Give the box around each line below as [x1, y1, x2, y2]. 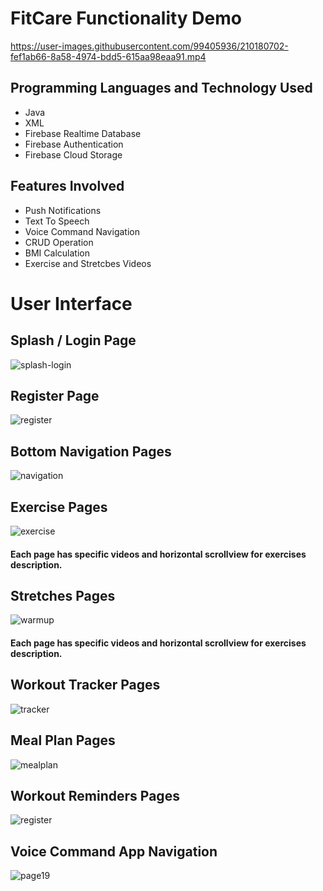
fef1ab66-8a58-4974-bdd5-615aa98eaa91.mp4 [10, 50, 207, 62]
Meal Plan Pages [10, 732, 116, 749]
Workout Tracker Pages [10, 677, 161, 694]
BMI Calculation [24, 247, 90, 259]
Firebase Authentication [24, 138, 124, 150]
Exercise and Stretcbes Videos [24, 257, 152, 269]
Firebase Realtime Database [24, 127, 142, 139]
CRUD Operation [24, 236, 94, 248]
